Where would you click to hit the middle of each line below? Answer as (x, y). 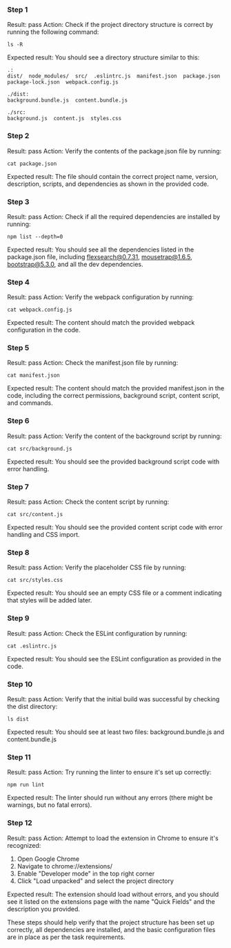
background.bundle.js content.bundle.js (68, 101)
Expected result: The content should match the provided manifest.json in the (116, 388)
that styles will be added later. (50, 600)
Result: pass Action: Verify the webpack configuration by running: (101, 297)
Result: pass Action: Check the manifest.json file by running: (93, 363)
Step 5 (18, 348)
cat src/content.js (35, 515)
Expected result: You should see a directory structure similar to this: (103, 57)
